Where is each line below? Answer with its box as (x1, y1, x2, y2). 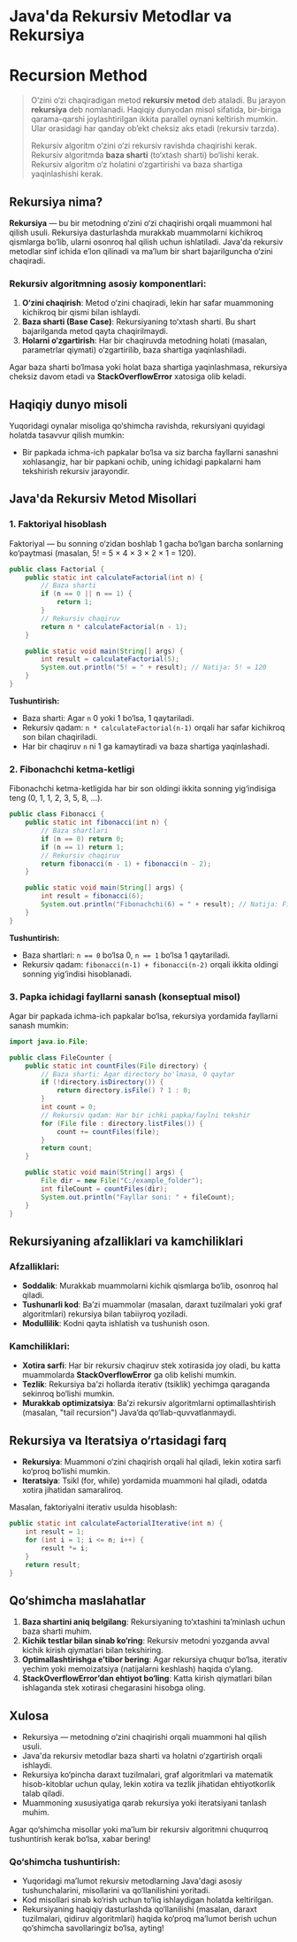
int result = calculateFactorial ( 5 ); (41, 655, 179, 664)
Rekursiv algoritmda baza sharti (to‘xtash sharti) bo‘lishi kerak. (30, 150, 259, 160)
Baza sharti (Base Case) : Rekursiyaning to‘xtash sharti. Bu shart (21, 316, 256, 327)
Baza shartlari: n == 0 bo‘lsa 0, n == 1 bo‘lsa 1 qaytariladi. (21, 950, 231, 960)
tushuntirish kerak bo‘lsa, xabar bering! (9, 1834, 151, 1844)
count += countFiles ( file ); (56, 1127, 161, 1136)
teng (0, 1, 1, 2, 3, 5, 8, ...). (9, 793, 103, 804)
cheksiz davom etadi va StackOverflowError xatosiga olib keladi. (9, 371, 247, 382)
